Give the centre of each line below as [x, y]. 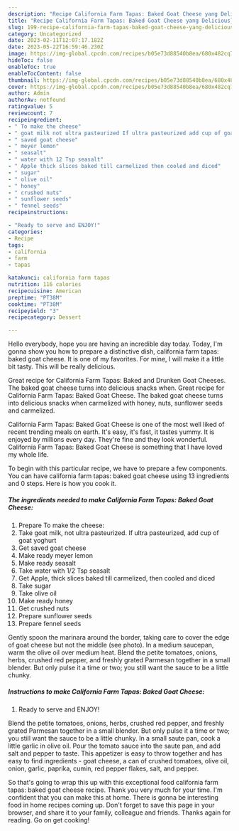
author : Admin [29, 93]
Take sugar [35, 586]
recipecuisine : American [45, 291]
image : [18, 54]
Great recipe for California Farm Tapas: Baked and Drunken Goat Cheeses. [117, 381]
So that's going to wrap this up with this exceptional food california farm [113, 783]
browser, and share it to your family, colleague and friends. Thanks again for [119, 813]
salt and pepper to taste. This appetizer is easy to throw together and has [115, 753]
